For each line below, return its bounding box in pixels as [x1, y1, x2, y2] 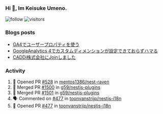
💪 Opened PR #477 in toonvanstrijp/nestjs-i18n [12, 102, 111, 109]
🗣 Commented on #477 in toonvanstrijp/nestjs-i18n [12, 95, 122, 101]
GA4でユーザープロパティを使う [12, 41, 80, 48]
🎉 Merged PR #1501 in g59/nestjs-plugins [12, 89, 100, 96]
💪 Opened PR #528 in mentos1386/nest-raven [12, 79, 110, 85]
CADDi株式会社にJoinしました [12, 54, 76, 60]
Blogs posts [5, 29, 36, 36]
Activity [5, 67, 25, 74]
